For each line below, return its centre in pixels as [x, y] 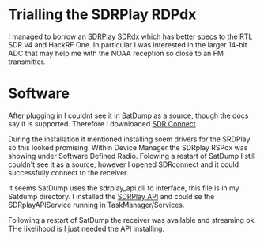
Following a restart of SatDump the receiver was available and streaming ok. [132, 220]
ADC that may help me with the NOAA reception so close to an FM [116, 53]
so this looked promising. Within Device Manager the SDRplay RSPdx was [128, 147]
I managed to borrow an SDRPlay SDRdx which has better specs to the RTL [130, 36]
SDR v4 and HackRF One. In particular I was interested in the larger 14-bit [128, 44]
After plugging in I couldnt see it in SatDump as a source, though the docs [128, 115]
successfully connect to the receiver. [68, 172]
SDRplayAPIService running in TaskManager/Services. [96, 205]
